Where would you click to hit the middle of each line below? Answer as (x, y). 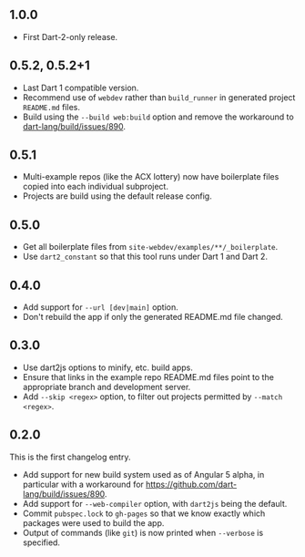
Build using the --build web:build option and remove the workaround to (158, 117)
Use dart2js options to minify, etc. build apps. (108, 367)
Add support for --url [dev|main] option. (101, 307)
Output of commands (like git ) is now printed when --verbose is (143, 532)
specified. (41, 542)
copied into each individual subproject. (95, 187)
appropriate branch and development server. (107, 387)
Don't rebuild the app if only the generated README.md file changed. (153, 317)
